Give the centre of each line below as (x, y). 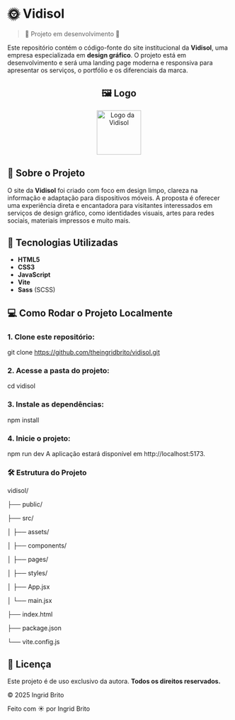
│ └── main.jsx (30, 601)
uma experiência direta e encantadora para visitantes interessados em (110, 205)
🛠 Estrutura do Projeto (47, 472)
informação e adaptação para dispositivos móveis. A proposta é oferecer (114, 198)
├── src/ (21, 518)
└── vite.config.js (34, 642)
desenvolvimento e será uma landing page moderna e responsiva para (110, 62)
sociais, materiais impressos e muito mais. (69, 220)
